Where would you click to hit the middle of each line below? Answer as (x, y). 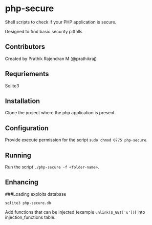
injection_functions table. (30, 217)
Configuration (27, 128)
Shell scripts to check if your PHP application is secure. (61, 22)
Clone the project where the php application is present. (61, 113)
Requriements (27, 74)
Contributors (25, 47)
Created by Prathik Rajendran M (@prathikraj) (51, 59)
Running (18, 155)
